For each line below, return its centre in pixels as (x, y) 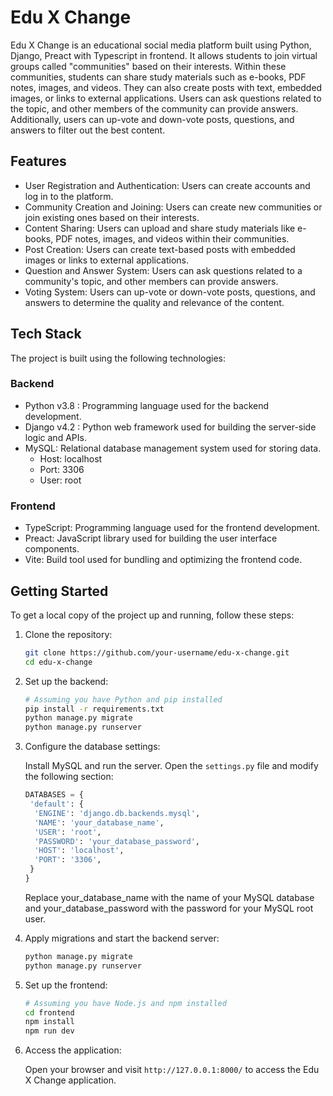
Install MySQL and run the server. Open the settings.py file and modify (171, 766)
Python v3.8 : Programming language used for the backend (147, 405)
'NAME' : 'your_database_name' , (99, 822)
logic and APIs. (55, 437)
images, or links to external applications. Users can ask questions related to (166, 98)
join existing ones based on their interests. (112, 217)
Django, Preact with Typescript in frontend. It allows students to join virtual (164, 55)
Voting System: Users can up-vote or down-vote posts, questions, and (170, 292)
